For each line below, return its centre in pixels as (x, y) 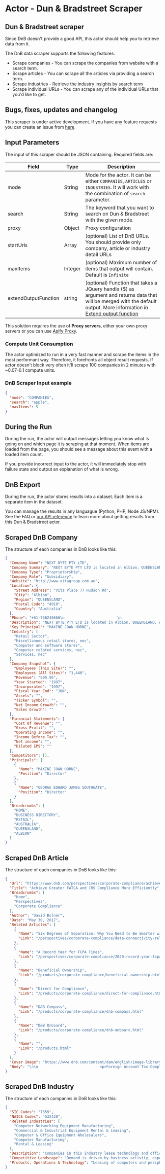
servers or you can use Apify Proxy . (41, 331)
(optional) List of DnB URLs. (117, 236)
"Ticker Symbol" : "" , (36, 701)
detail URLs (98, 254)
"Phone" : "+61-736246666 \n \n (66, 618)
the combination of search (115, 193)
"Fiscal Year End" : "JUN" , (41, 691)
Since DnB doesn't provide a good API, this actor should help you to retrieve (82, 38)
